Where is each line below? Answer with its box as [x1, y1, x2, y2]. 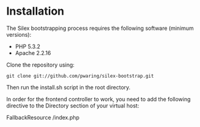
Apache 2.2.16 [15, 49, 51, 56]
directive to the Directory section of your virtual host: [6, 102, 139, 109]
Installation [6, 4, 65, 18]
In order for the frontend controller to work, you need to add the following [6, 95, 191, 103]
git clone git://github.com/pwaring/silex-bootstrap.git [6, 73, 154, 79]
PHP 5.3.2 [15, 43, 41, 50]
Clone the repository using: [6, 61, 75, 68]
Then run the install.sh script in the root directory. [6, 84, 131, 91]
